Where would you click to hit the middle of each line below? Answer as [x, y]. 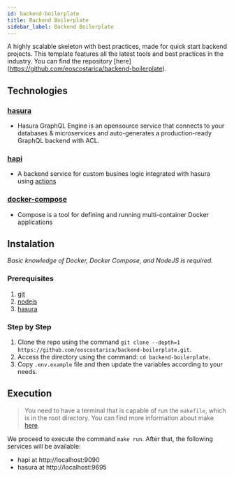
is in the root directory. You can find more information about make [119, 418]
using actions [37, 181]
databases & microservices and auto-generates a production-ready [114, 133]
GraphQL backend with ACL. [58, 141]
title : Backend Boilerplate [48, 20]
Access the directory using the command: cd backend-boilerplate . [114, 357]
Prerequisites [30, 278]
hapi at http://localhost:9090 [58, 460]
